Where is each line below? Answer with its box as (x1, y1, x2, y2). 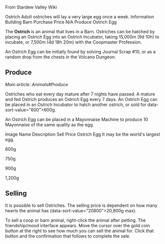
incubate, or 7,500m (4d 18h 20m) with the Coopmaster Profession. (5, 39, 142, 45)
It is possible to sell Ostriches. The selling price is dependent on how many (5, 202, 158, 208)
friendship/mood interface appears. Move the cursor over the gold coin (5, 222, 150, 228)
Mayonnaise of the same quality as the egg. (5, 121, 94, 128)
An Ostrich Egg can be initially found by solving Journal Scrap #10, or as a (5, 49, 156, 54)
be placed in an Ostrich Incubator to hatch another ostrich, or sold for (5, 101, 147, 107)
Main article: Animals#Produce (5, 81, 68, 87)
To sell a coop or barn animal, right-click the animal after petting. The (5, 217, 146, 223)
